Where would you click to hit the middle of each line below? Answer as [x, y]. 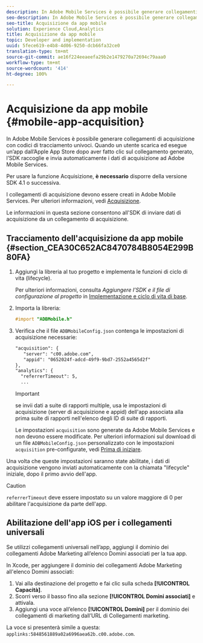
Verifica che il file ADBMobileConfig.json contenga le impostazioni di [99, 330]
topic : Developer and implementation [54, 40]
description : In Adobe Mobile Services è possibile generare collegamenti [102, 12]
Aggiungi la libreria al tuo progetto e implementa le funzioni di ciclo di [101, 272]
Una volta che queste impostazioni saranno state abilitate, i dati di [88, 461]
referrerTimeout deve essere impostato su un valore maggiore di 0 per [95, 497]
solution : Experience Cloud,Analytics [55, 29]
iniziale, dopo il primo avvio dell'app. [52, 474]
